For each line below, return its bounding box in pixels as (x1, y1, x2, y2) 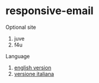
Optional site (5, 24, 37, 31)
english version (14, 64, 51, 71)
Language (5, 52, 30, 59)
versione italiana (14, 70, 54, 77)
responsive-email (5, 4, 94, 18)
